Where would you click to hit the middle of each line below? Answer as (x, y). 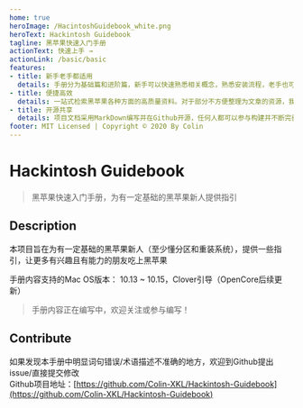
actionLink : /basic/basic (58, 59)
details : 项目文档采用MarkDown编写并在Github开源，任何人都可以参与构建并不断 (151, 118)
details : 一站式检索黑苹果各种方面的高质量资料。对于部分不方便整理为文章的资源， (153, 101)
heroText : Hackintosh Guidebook (70, 34)
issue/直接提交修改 (44, 372)
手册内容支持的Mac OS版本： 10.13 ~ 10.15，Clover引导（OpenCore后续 (142, 279)
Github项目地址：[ (43, 384)
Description (43, 226)
